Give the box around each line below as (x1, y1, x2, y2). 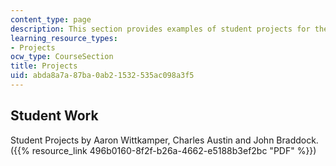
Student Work (10, 107, 99, 125)
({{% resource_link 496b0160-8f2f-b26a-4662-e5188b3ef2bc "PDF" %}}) (10, 144, 317, 156)
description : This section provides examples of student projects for (10, 24, 311, 34)
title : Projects (10, 61, 78, 71)
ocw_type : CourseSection (10, 52, 114, 62)
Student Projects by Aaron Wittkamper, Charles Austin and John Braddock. (10, 134, 319, 146)
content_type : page (10, 14, 92, 25)
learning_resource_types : (10, 33, 118, 43)
